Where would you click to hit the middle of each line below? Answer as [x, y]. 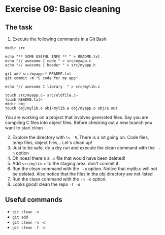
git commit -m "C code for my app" [42, 78]
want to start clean [24, 128]
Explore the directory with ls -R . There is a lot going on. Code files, [81, 137]
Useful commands [34, 200]
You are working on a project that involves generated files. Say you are [77, 117]
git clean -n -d [29, 222]
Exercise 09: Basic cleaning [63, 9]
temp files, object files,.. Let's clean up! [52, 143]
